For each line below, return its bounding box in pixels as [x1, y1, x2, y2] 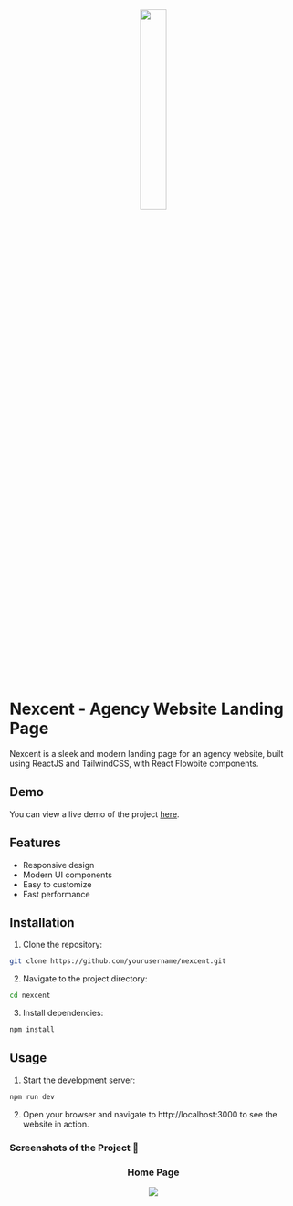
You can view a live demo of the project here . [9, 808, 180, 820]
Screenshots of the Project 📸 [9, 1141, 140, 1154]
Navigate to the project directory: [22, 973, 148, 984]
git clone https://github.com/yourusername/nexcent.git [9, 957, 226, 966]
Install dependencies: [22, 1008, 104, 1019]
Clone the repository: [22, 939, 103, 950]
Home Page [127, 1166, 180, 1179]
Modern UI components [22, 869, 112, 880]
